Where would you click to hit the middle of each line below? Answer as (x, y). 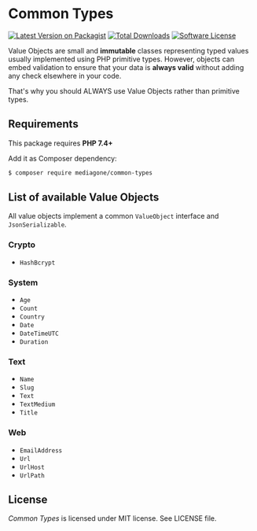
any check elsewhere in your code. (65, 76)
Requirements (43, 124)
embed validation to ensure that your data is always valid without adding (126, 67)
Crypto (22, 245)
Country (32, 317)
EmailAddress (41, 450)
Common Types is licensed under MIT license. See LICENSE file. (112, 518)
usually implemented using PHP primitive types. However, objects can (121, 59)
